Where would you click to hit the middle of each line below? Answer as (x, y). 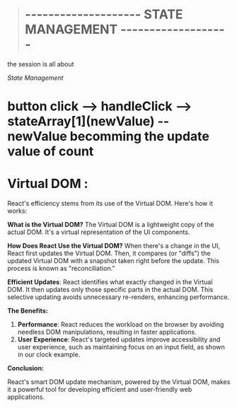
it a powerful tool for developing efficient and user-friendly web (100, 390)
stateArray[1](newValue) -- (88, 121)
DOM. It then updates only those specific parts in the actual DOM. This (110, 290)
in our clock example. (49, 355)
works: (17, 211)
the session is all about (41, 64)
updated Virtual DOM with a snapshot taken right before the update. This (113, 261)
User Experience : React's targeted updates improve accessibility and (119, 339)
